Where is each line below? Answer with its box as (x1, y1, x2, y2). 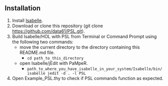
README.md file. (19, 49, 55, 55)
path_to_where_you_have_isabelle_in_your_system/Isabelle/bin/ (27, 66, 162, 71)
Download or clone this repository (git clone (12, 23, 104, 29)
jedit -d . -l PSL (47, 70, 86, 76)
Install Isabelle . (12, 17, 43, 23)
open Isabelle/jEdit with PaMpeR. (19, 60, 88, 66)
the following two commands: (12, 39, 73, 45)
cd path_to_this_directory (27, 55, 84, 61)
